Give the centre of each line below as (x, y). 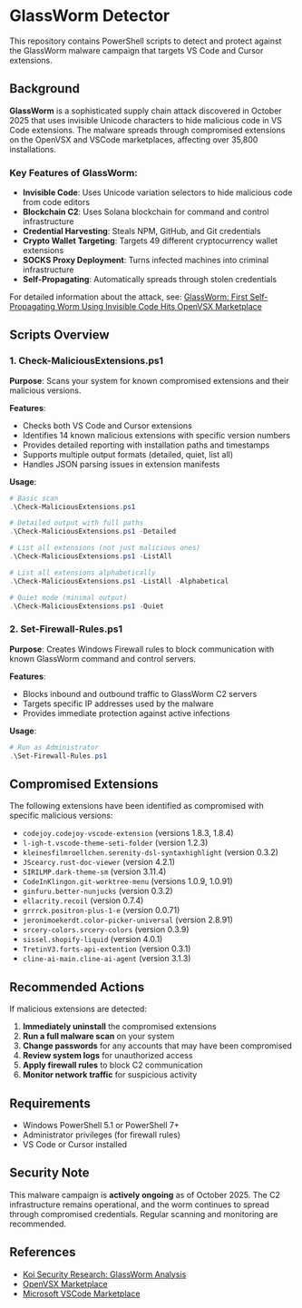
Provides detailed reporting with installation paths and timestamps (146, 445)
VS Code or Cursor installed (75, 1144)
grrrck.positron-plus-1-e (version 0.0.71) (101, 910)
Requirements (50, 1103)
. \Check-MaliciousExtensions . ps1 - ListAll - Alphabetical (119, 581)
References (43, 1252)
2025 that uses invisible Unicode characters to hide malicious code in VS (146, 120)
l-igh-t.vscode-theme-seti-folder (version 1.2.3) (115, 843)
